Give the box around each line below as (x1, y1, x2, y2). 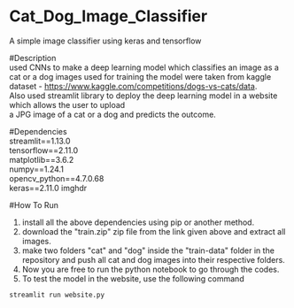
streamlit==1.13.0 (9, 135, 71, 146)
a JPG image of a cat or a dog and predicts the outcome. (9, 109, 217, 119)
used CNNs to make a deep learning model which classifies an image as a (9, 62, 279, 73)
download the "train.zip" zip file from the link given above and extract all (21, 226, 286, 236)
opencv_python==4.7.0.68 (9, 173, 104, 183)
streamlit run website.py (9, 290, 104, 299)
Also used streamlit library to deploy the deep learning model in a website (9, 90, 278, 101)
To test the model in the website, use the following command (21, 273, 245, 284)
